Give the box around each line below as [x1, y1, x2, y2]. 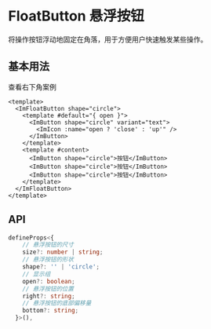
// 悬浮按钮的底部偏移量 [22, 299, 92, 307]
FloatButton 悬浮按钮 [8, 7, 145, 25]
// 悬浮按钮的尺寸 [22, 241, 75, 249]
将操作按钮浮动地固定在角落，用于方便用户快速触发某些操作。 [8, 35, 208, 44]
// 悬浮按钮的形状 [22, 256, 75, 264]
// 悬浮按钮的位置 [22, 284, 75, 293]
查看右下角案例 [8, 82, 56, 91]
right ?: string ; [22, 292, 76, 300]
